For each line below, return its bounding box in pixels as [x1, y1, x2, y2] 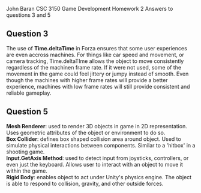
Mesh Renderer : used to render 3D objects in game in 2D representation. [6, 122, 187, 129]
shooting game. [6, 148, 45, 155]
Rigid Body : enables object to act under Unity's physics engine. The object [6, 173, 192, 180]
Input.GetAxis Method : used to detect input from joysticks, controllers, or [6, 154, 189, 161]
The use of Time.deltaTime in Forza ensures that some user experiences [6, 44, 187, 52]
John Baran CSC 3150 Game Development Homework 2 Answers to [6, 5, 173, 12]
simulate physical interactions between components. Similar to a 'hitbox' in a [6, 141, 196, 149]
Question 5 [6, 107, 49, 117]
